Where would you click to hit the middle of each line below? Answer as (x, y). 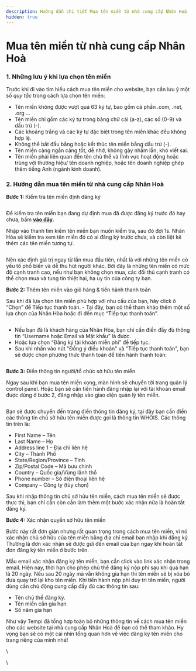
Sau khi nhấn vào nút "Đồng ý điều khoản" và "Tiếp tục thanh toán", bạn (102, 349)
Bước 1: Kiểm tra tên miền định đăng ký (54, 197)
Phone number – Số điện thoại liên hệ (60, 479)
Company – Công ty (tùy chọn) (51, 485)
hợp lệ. (23, 137)
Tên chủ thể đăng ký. (40, 598)
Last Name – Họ (34, 442)
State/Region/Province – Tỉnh (50, 460)
